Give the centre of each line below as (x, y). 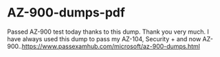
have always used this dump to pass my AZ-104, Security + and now (104, 38)
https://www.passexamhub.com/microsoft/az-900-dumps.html (111, 46)
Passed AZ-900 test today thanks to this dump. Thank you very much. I (108, 32)
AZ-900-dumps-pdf (66, 13)
